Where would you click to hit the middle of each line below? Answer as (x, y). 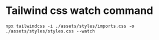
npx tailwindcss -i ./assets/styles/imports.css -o (70, 26)
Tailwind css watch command (79, 11)
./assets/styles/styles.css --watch (50, 31)
